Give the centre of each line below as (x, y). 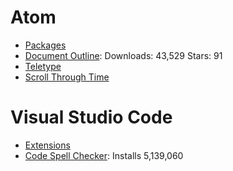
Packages (45, 45)
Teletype (43, 66)
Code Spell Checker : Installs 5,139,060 (104, 155)
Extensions (47, 145)
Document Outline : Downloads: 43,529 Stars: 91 (123, 55)
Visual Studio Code (91, 117)
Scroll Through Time (67, 77)
